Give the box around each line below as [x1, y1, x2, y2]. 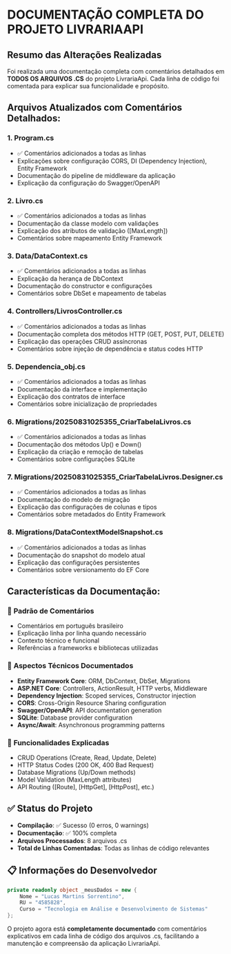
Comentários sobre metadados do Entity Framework [17, 510, 166, 518]
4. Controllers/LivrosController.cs [7, 307, 123, 316]
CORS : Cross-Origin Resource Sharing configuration [17, 698, 167, 707]
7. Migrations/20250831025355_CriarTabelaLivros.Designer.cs [7, 472, 223, 482]
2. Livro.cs [7, 196, 43, 205]
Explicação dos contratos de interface [17, 392, 125, 400]
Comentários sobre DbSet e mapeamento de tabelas [17, 290, 167, 298]
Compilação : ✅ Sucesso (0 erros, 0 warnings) [17, 821, 150, 829]
